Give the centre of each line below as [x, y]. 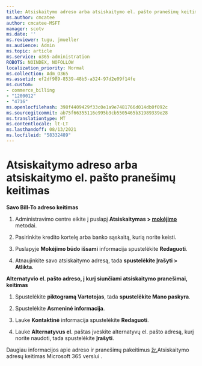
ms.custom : [20, 85]
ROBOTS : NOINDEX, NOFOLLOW [40, 62]
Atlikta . [24, 267]
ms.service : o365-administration [48, 57]
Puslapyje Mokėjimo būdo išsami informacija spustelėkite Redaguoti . [101, 248]
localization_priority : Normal [45, 68]
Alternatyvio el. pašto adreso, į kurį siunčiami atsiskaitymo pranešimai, [97, 279]
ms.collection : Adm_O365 [37, 74]
